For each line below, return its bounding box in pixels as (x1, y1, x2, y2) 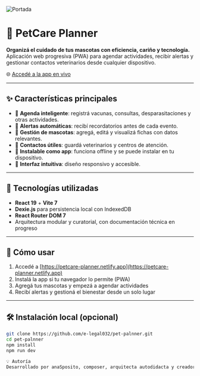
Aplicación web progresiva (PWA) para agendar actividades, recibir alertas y (6, 53, 193, 60)
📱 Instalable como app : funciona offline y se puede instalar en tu (14, 147, 174, 155)
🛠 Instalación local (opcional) (6, 312, 119, 322)
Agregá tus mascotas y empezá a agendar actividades (14, 282, 149, 289)
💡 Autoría (6, 358, 31, 364)
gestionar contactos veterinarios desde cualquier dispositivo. (6, 58, 157, 66)
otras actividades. (14, 116, 59, 123)
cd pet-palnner (6, 337, 44, 343)
